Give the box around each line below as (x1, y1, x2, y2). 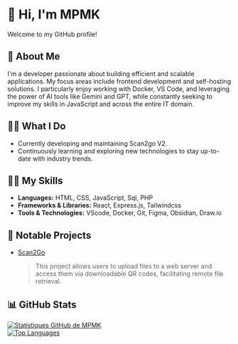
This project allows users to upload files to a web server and (35, 262, 212, 271)
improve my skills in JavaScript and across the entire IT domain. (7, 100, 194, 108)
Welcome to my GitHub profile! (7, 30, 97, 38)
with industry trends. (32, 154, 94, 163)
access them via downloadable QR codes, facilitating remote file (35, 269, 224, 278)
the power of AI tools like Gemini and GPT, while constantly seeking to (7, 92, 213, 100)
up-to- (200, 146, 220, 155)
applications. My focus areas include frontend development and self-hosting (7, 77, 232, 85)
